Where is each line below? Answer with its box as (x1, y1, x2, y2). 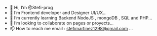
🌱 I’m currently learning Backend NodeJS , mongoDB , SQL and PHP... (9, 15, 152, 20)
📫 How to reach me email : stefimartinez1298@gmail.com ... (9, 26, 133, 31)
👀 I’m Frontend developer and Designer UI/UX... (9, 10, 107, 16)
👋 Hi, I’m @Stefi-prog (9, 5, 53, 10)
